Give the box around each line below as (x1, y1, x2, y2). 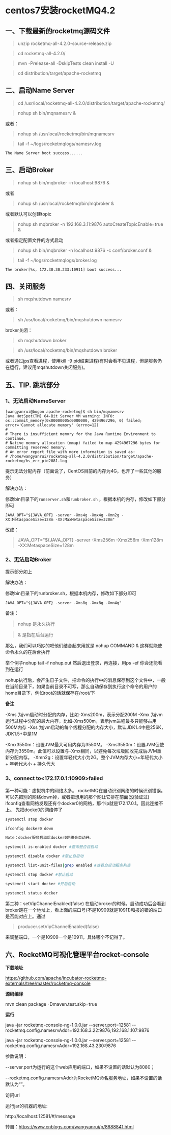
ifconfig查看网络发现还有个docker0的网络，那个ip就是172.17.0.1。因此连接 (5, 800, 159, 806)
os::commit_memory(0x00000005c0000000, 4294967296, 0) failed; (5, 418, 142, 423)
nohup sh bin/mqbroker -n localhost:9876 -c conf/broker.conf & (17, 247, 152, 253)
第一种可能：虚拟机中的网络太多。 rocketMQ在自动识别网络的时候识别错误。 (5, 787, 165, 793)
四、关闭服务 (5, 282, 46, 291)
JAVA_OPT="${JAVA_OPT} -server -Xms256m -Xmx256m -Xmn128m (17, 537, 163, 543)
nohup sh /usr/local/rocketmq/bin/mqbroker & (17, 200, 115, 206)
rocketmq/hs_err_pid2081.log (5, 458, 67, 464)
